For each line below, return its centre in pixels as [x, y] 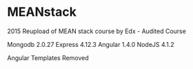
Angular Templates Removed [48, 58]
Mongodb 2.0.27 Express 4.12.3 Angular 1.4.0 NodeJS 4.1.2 [91, 44]
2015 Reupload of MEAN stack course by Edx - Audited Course [96, 31]
